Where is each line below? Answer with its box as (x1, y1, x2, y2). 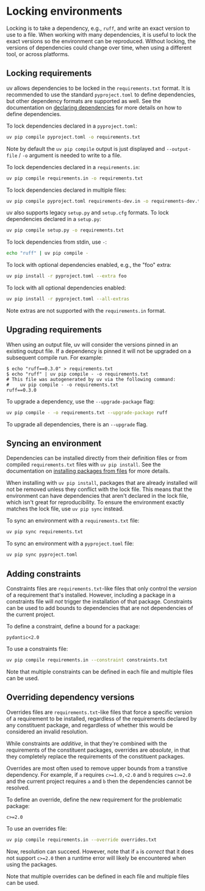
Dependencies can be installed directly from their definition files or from (6, 454, 187, 462)
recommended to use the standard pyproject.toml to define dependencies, (6, 90, 196, 98)
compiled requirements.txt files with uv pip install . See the (6, 461, 161, 468)
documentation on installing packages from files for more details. (6, 467, 170, 475)
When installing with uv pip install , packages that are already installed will (6, 479, 198, 487)
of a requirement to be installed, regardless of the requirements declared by (6, 715, 197, 722)
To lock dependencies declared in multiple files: (6, 186, 127, 194)
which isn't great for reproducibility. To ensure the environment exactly (6, 499, 185, 506)
